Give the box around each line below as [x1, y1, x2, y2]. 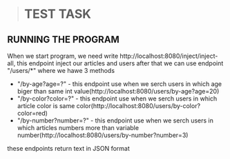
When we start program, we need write [7, 52, 119, 60]
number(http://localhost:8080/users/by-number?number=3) [17, 131, 189, 139]
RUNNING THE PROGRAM [7, 34, 119, 45]
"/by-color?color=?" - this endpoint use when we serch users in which [17, 94, 218, 103]
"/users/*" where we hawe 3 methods [7, 67, 115, 74]
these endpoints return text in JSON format [7, 145, 130, 152]
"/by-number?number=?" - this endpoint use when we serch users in [17, 116, 214, 125]
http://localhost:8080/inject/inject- [119, 52, 218, 60]
